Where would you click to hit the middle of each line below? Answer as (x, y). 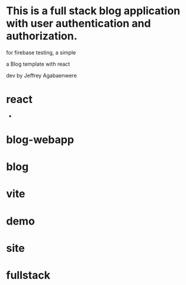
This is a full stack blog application (93, 11)
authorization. (42, 36)
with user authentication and (78, 23)
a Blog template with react (38, 64)
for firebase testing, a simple (41, 52)
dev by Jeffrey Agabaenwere (41, 75)
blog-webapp (40, 140)
